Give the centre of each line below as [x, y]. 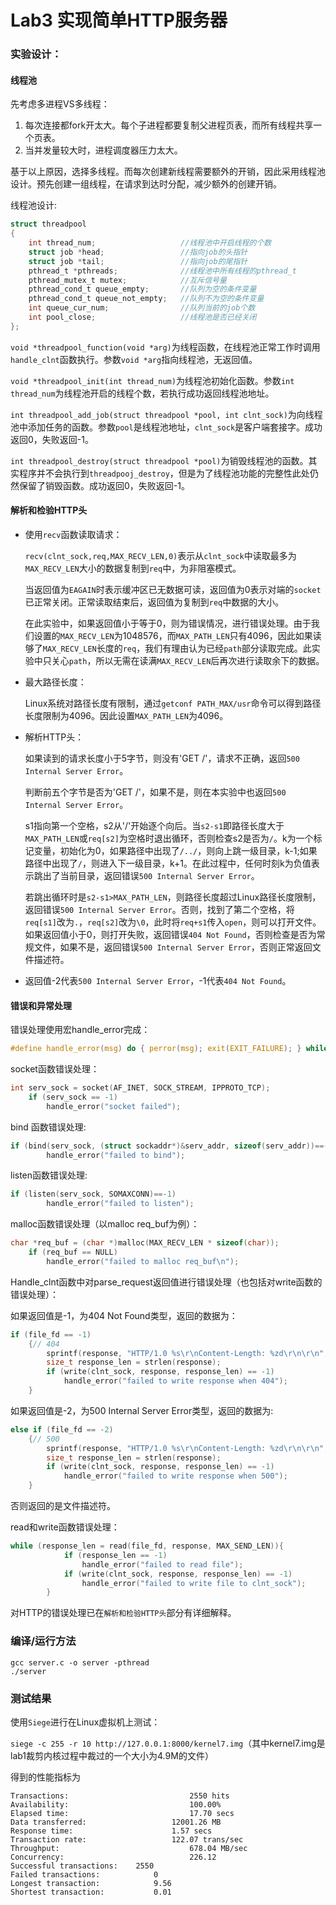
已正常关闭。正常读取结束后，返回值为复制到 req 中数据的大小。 [154, 602]
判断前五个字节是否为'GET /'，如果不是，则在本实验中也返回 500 [155, 792]
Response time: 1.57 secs [111, 1831]
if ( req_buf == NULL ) [73, 1252]
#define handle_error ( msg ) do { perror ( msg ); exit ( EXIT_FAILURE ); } [156, 1049]
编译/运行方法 [43, 1641]
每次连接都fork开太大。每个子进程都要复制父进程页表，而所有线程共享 [169, 125]
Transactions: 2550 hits [120, 1796]
